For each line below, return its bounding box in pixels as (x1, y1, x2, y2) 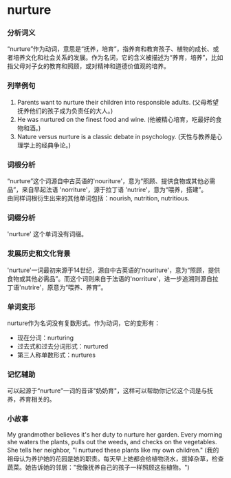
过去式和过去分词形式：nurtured (16, 342, 109, 350)
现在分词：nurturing (16, 333, 74, 342)
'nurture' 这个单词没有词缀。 (7, 230, 88, 238)
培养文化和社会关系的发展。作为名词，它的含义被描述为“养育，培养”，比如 (12, 54, 223, 62)
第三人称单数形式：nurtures (16, 351, 96, 359)
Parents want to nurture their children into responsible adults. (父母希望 (16, 98, 219, 106)
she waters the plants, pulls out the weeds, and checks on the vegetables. (7, 437, 217, 446)
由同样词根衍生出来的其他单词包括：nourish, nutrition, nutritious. (7, 194, 190, 202)
